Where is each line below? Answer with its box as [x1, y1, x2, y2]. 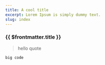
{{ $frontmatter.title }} [5, 34, 61, 41]
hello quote [17, 45, 42, 51]
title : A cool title [5, 7, 49, 13]
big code [5, 55, 24, 60]
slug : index [5, 17, 30, 22]
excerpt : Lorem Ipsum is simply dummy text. [5, 12, 101, 17]
